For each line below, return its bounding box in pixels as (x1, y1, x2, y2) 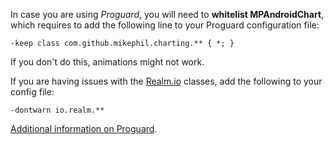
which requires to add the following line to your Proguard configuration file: (10, 19, 320, 31)
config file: (10, 86, 55, 98)
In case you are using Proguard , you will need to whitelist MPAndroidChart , (10, 9, 325, 20)
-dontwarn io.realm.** (10, 105, 105, 115)
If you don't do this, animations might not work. (10, 56, 205, 68)
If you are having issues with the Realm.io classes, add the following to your (10, 75, 323, 87)
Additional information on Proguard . (10, 123, 158, 134)
